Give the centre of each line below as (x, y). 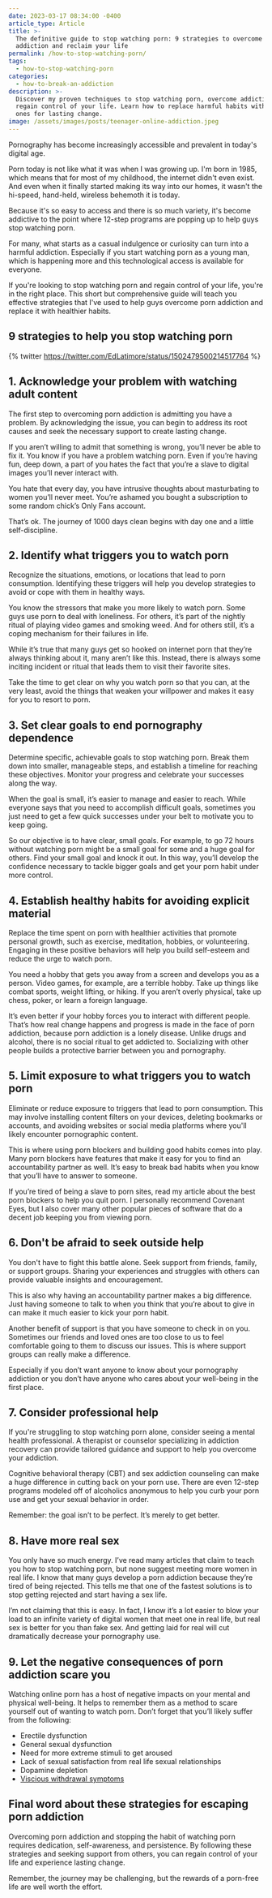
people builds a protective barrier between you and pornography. (117, 1050)
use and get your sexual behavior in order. (79, 1500)
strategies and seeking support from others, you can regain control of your (133, 1853)
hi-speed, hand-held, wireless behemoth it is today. (94, 195)
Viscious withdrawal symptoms (72, 1779)
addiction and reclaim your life (72, 46)
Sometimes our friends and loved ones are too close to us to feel (116, 1336)
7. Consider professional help (84, 1412)
